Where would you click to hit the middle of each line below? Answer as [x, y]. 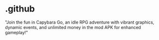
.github [20, 9]
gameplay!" [17, 32]
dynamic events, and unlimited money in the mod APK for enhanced [73, 27]
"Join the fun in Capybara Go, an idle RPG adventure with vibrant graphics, [80, 22]
